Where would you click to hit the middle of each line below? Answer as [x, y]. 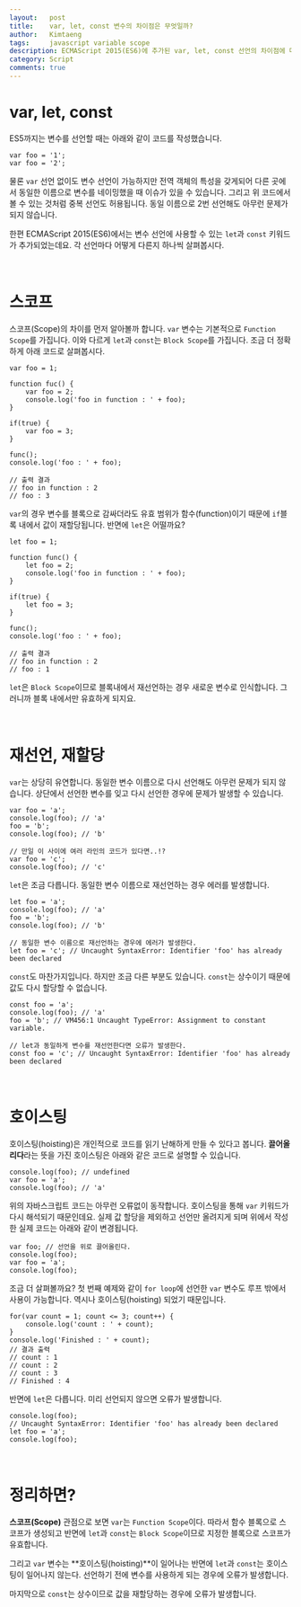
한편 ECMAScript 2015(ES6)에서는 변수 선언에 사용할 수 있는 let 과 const [138, 234]
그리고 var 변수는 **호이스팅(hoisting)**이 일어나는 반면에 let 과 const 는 [137, 1563]
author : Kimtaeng [46, 34]
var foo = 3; [50, 431]
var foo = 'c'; [38, 859]
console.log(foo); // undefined [69, 1172]
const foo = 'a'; [42, 1004]
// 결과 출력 [30, 1349]
